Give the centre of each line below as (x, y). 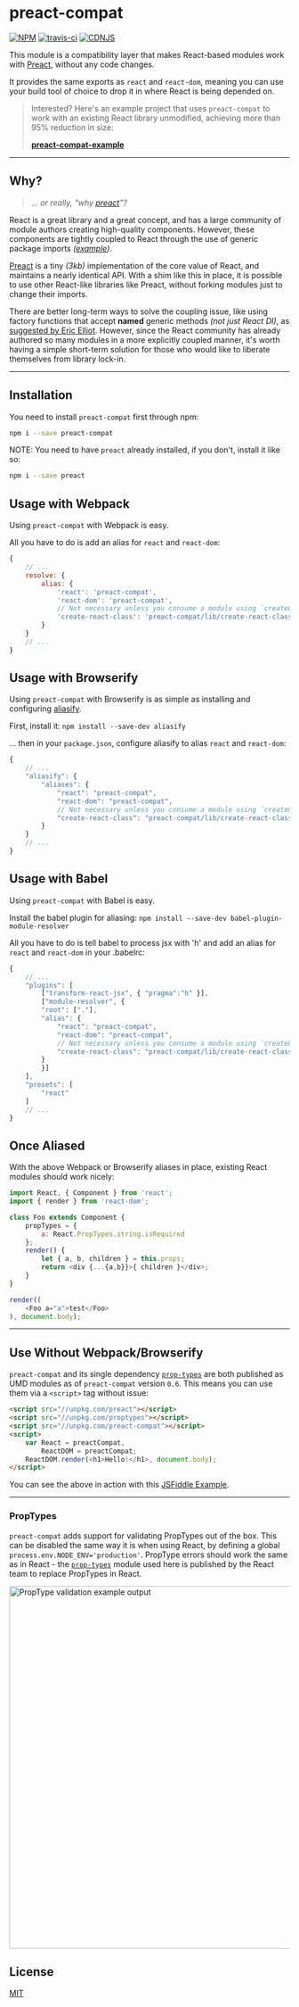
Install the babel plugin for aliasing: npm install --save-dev (118, 917)
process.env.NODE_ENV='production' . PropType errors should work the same (149, 1555)
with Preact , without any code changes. (82, 64)
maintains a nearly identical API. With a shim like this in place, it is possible (146, 275)
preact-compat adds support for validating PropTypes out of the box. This (143, 1535)
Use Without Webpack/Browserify (106, 1352)
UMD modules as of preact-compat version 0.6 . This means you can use (141, 1384)
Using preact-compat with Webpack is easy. (89, 526)
